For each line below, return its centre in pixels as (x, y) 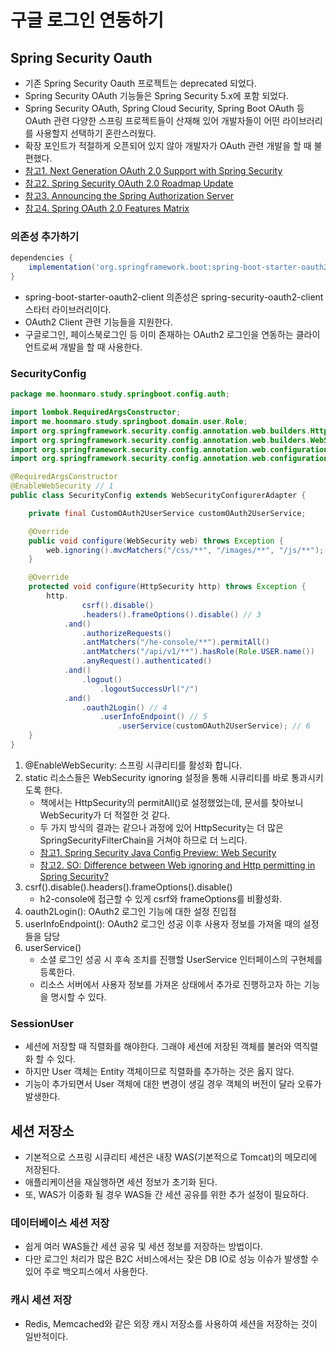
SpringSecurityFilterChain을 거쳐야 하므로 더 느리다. (143, 840)
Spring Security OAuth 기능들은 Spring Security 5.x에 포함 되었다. (157, 95)
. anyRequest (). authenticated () (147, 661)
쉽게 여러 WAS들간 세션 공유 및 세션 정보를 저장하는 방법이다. (144, 1247)
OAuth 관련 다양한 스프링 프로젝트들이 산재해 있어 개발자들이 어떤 (152, 120)
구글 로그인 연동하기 (87, 20)
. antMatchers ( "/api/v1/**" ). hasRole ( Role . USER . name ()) (198, 652)
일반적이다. (46, 1336)
